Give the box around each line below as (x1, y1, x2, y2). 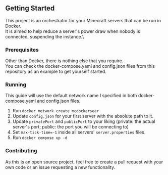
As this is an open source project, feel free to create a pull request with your (5, 159, 163, 165)
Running (5, 81, 27, 88)
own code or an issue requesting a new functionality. (5, 164, 115, 170)
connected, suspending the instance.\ (5, 33, 84, 39)
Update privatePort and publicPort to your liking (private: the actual (12, 118, 155, 124)
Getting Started (5, 4, 55, 13)
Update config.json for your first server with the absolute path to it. (12, 113, 154, 119)
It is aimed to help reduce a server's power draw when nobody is (5, 28, 140, 34)
